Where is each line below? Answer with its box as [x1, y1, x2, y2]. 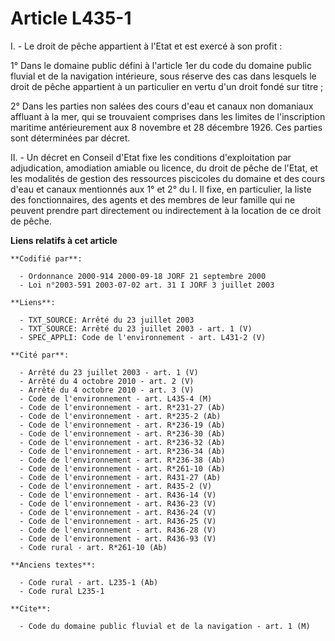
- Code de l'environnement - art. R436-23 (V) [19, 498, 217, 509]
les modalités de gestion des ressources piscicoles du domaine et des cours [10, 172, 326, 184]
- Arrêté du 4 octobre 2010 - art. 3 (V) [19, 385, 195, 395]
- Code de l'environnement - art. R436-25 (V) [19, 516, 217, 526]
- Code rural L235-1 [19, 586, 105, 596]
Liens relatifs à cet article [10, 234, 118, 246]
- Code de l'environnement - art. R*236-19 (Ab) [19, 420, 226, 430]
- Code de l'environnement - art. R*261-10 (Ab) [19, 463, 226, 474]
